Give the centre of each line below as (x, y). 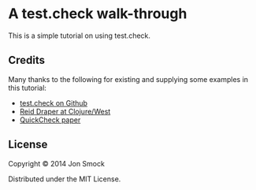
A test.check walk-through (98, 14)
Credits (27, 60)
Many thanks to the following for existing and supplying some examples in (128, 79)
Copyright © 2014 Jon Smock (56, 163)
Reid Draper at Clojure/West (65, 111)
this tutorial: (28, 88)
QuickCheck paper (50, 120)
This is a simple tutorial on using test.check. (80, 35)
